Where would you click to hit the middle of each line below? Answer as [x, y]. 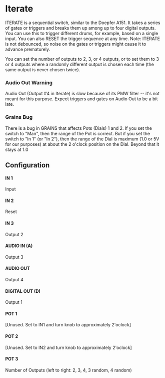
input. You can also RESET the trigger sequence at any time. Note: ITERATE [83, 39]
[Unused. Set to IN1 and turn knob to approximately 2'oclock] [68, 325]
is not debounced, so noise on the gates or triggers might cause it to [76, 44]
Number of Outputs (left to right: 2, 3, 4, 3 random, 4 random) [68, 370]
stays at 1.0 [17, 149]
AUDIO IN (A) [19, 246]
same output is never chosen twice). [43, 69]
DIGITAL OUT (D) [23, 291]
